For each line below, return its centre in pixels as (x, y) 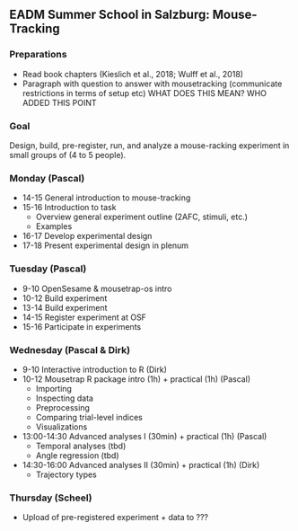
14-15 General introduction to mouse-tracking (106, 198)
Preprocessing (62, 407)
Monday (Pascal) (47, 178)
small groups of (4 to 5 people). (68, 155)
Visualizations (61, 427)
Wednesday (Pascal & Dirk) (70, 350)
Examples (54, 226)
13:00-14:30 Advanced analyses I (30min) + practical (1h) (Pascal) (145, 436)
